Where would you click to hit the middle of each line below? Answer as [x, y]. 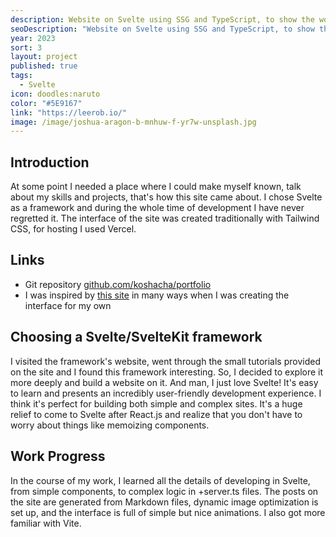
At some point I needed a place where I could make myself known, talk [156, 187]
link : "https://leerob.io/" [69, 112]
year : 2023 [33, 38]
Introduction [50, 162]
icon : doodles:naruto [55, 94]
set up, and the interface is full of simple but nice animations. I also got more [168, 512]
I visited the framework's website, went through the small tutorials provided [165, 361]
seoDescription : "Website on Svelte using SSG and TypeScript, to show [162, 29]
